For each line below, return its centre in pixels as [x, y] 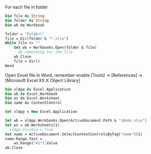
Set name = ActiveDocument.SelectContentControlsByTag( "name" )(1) [74, 134]
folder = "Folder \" [25, 34]
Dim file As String [25, 16]
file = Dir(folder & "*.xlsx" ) [37, 39]
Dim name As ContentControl [34, 103]
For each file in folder [26, 7]
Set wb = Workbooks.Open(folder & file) [55, 48]
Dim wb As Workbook [25, 25]
